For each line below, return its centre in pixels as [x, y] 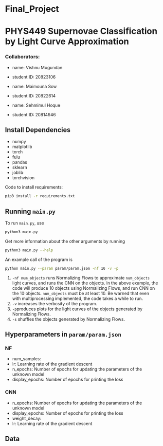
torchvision [23, 178]
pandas [20, 162]
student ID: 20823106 [34, 77]
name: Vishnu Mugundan [37, 67]
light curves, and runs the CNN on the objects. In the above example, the [85, 283]
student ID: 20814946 [34, 114]
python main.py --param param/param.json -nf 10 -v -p [62, 268]
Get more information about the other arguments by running [65, 242]
